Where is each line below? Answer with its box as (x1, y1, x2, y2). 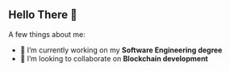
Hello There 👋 (8, 8, 78, 22)
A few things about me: (8, 29, 86, 39)
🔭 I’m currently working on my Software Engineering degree (19, 45, 223, 55)
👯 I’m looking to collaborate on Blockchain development (19, 53, 208, 63)
